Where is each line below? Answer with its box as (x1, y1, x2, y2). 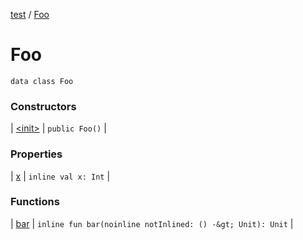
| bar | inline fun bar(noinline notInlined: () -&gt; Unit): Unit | (10, 217, 294, 229)
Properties (10, 147, 63, 161)
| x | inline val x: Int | (10, 170, 111, 182)
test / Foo (10, 9, 50, 20)
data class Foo (10, 76, 74, 86)
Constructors (10, 99, 77, 113)
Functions (10, 195, 60, 209)
